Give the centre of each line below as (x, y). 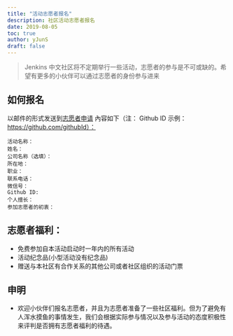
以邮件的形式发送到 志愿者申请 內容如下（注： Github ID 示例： (97, 118)
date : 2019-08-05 (33, 27)
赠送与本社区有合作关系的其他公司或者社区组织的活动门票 (100, 266)
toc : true (22, 33)
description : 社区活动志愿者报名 (51, 20)
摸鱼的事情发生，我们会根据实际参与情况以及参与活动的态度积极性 (131, 317)
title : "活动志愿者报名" (40, 14)
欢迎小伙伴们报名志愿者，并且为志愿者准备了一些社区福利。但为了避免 (119, 308)
